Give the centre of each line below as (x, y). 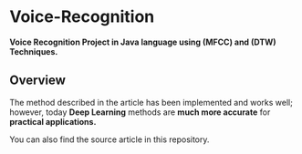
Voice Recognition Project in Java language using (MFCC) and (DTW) (143, 42)
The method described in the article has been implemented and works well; (151, 102)
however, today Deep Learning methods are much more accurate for (140, 112)
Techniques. (34, 51)
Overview (38, 81)
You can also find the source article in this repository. (109, 139)
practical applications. (53, 121)
